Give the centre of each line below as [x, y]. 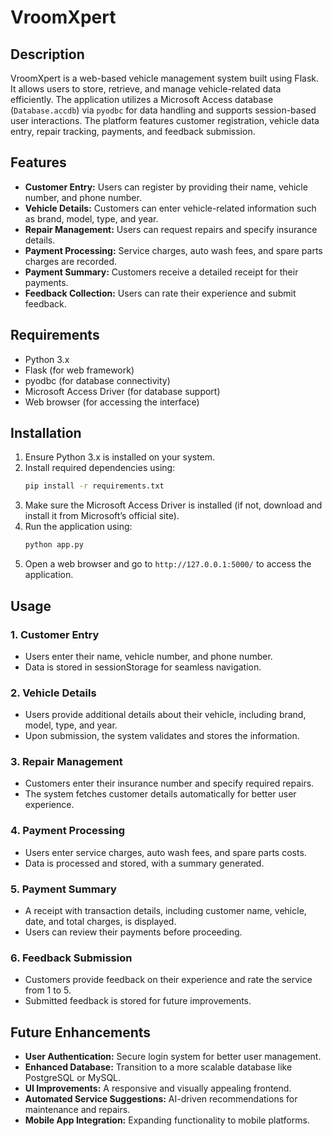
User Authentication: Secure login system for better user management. [173, 1057]
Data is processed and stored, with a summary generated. [144, 863]
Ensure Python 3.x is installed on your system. [120, 457]
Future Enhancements [81, 1032]
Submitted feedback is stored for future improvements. [138, 1001]
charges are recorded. [71, 261]
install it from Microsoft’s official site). [102, 516]
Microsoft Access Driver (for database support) [122, 391]
